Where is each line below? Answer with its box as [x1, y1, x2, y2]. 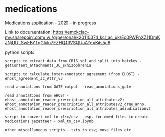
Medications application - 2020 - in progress [5, 20, 96, 26]
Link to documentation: [5, 29, 52, 35]
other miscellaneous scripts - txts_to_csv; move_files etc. [5, 127, 133, 132]
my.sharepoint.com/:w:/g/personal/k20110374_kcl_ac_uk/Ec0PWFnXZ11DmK [5, 34, 160, 40]
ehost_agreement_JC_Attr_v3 [5, 76, 63, 81]
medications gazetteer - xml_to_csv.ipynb [5, 119, 94, 124]
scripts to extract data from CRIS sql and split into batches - [5, 58, 142, 63]
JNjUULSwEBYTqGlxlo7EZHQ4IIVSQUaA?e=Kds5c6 [5, 39, 111, 45]
